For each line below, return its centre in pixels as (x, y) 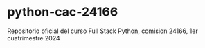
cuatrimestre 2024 (34, 38)
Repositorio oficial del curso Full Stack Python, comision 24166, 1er (103, 31)
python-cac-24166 (63, 12)
